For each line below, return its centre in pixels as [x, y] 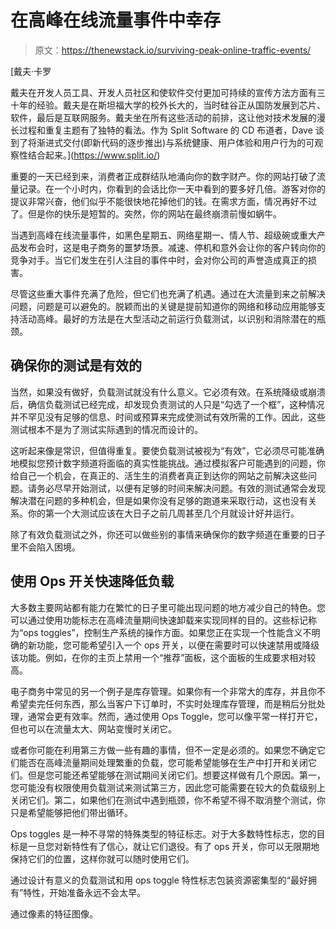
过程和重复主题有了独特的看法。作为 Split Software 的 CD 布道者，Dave [165, 130]
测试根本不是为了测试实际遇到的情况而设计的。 [106, 429]
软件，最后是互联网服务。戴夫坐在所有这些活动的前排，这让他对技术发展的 [163, 117]
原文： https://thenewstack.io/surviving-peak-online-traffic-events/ [173, 50]
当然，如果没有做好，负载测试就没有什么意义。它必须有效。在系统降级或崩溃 [168, 392]
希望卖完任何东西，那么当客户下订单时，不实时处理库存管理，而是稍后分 [159, 703]
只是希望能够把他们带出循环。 [71, 812]
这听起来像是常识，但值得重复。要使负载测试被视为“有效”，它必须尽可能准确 [167, 450]
